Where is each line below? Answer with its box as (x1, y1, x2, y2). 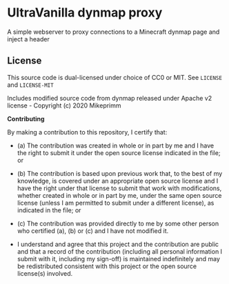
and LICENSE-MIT (7, 81, 54, 89)
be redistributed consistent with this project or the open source (17, 262, 197, 270)
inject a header (7, 34, 50, 43)
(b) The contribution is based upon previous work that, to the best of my (17, 169, 223, 177)
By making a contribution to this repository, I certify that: (7, 128, 168, 136)
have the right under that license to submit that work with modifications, (17, 184, 222, 192)
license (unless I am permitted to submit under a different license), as (17, 199, 215, 207)
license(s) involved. (17, 269, 73, 277)
